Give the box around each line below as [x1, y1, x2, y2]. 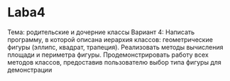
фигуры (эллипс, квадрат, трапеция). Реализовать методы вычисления [7, 43, 224, 51]
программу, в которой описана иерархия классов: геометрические [7, 35, 213, 43]
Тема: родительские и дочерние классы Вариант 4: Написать [7, 28, 195, 36]
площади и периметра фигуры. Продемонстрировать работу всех [7, 50, 209, 59]
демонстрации [7, 65, 53, 74]
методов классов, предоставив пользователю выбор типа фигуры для [7, 58, 221, 66]
